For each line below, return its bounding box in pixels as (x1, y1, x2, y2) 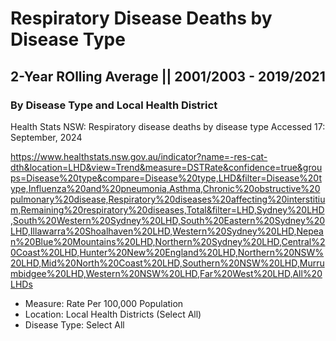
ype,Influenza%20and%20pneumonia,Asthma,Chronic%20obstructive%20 (10, 182, 321, 194)
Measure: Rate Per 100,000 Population (24, 297, 184, 309)
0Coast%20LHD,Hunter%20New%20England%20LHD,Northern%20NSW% (10, 246, 325, 258)
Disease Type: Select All (24, 318, 125, 331)
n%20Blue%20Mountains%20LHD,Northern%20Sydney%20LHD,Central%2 (10, 235, 326, 247)
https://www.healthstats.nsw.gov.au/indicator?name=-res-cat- (10, 150, 268, 162)
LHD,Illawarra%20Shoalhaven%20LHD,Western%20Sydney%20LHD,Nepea (10, 225, 324, 237)
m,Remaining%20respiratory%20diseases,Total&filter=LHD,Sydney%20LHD (10, 203, 325, 216)
